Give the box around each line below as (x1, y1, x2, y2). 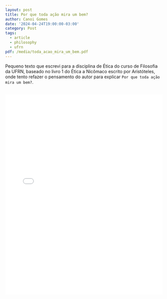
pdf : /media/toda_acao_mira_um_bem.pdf (5, 49, 88, 54)
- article (9, 36, 30, 41)
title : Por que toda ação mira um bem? (5, 12, 88, 17)
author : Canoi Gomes (5, 17, 48, 22)
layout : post (5, 7, 32, 13)
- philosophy (9, 40, 37, 45)
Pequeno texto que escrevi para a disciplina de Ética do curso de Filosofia (5, 63, 158, 69)
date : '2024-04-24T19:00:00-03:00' (5, 21, 79, 27)
